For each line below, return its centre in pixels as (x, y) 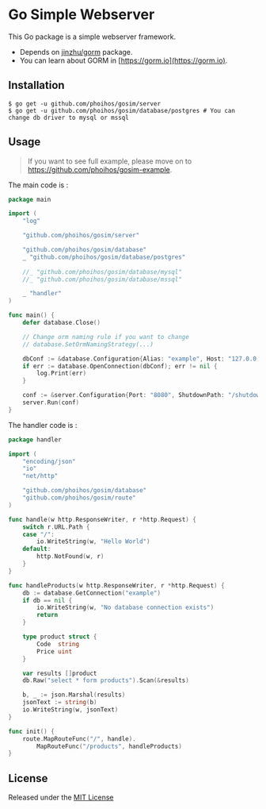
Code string (58, 644)
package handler (35, 439)
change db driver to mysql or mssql (68, 117)
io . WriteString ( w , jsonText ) (70, 710)
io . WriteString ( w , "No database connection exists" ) (125, 608)
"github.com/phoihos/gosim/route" (79, 498)
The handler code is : (43, 425)
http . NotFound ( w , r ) (70, 557)
